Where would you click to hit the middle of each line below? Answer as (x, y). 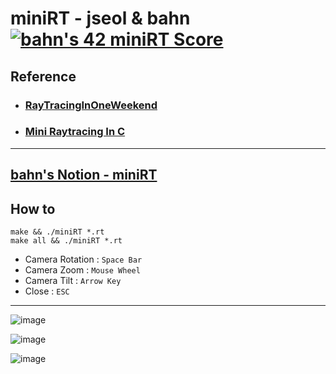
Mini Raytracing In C (75, 132)
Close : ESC (47, 291)
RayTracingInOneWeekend (91, 105)
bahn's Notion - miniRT (84, 175)
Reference (43, 76)
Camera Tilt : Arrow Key (73, 280)
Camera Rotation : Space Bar (83, 259)
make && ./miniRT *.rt (57, 232)
